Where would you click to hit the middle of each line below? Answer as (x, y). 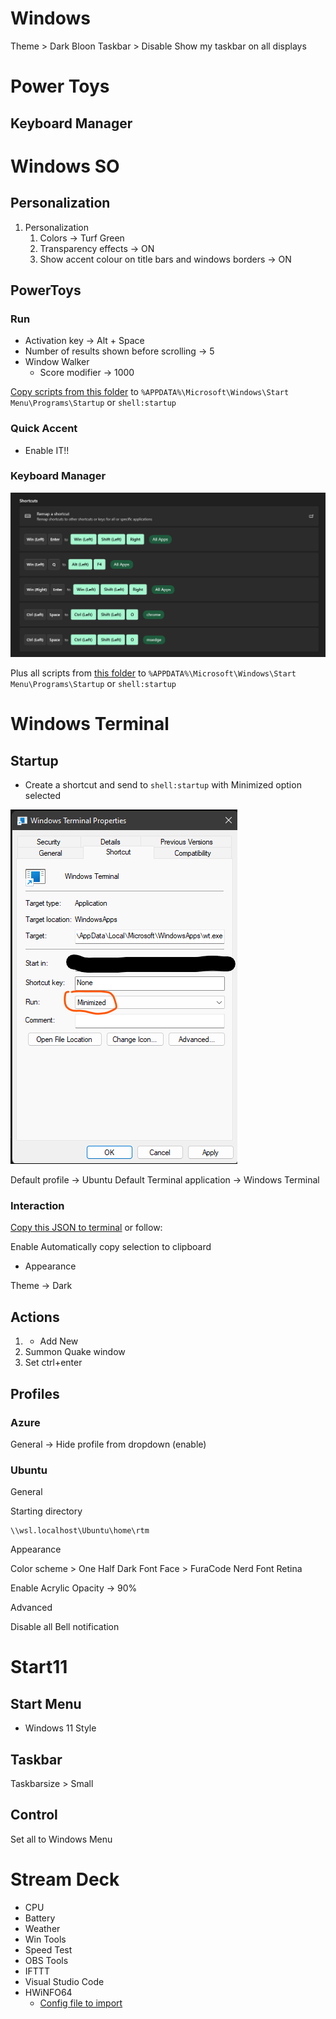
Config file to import (81, 2003)
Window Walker (57, 362)
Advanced (31, 1608)
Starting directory (46, 1511)
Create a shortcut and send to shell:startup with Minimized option (163, 785)
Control (34, 1815)
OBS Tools (46, 1960)
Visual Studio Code (64, 1981)
